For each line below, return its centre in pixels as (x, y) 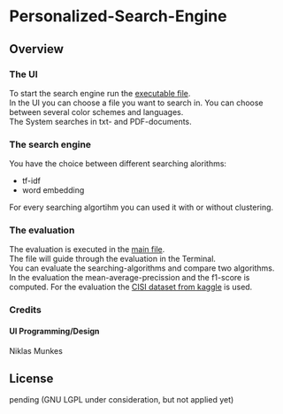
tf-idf (31, 181)
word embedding (53, 190)
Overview (37, 49)
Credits (25, 310)
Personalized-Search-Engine (118, 16)
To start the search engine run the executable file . (100, 93)
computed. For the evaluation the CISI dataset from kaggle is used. (131, 287)
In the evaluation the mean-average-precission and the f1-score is (130, 278)
